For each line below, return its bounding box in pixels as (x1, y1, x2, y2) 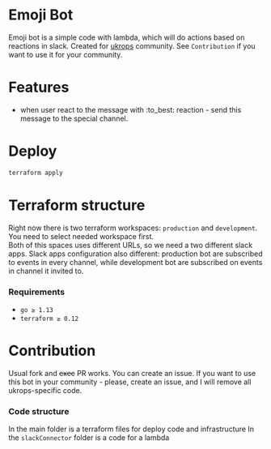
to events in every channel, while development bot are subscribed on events (8, 257, 263, 267)
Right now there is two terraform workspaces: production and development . (8, 223, 258, 233)
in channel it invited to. (8, 266, 84, 276)
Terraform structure (8, 196, 146, 214)
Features (8, 79, 70, 96)
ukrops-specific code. (8, 385, 83, 395)
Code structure (8, 405, 70, 417)
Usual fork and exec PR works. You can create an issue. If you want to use (8, 368, 256, 378)
